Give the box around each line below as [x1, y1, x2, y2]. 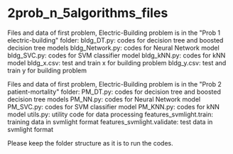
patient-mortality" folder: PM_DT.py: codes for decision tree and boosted [7, 87, 222, 96]
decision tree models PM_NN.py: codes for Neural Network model [7, 94, 201, 104]
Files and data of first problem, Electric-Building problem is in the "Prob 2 [7, 79, 222, 88]
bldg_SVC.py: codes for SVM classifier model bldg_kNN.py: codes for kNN [7, 51, 226, 60]
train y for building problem [7, 66, 87, 75]
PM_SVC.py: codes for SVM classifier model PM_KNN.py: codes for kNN [7, 102, 220, 111]
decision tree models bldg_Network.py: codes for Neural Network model [7, 43, 220, 52]
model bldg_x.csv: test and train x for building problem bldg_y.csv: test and [7, 58, 227, 67]
